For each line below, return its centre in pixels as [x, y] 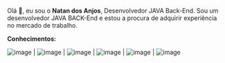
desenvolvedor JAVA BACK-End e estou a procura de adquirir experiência [112, 18]
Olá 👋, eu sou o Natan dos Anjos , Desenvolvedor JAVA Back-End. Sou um [113, 11]
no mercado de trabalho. [43, 25]
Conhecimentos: [32, 39]
